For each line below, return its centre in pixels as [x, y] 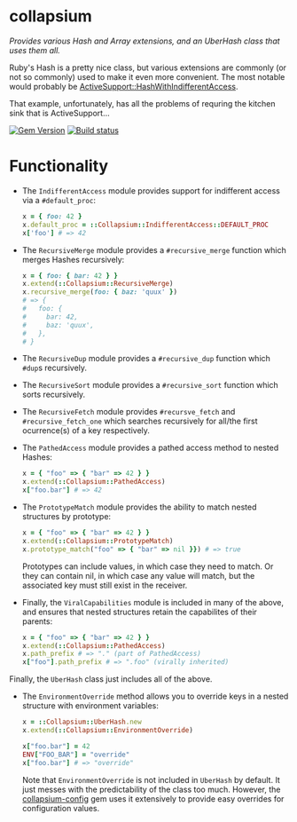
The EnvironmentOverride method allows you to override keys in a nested [155, 696]
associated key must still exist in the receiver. [105, 585]
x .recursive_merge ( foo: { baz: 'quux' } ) [100, 292]
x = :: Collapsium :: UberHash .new [82, 722]
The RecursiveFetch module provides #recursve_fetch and [129, 412]
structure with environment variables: [90, 706]
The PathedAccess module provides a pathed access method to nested [150, 448]
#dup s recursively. [54, 368]
